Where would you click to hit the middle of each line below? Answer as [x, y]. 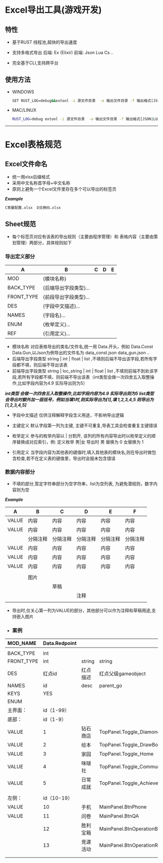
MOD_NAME [22, 643]
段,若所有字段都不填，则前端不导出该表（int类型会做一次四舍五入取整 [81, 377]
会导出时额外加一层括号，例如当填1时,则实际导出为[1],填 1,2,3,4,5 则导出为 [80, 399]
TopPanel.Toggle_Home [126, 754]
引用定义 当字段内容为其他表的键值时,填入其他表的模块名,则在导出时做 [82, 452]
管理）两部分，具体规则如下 [44, 243]
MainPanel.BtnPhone [123, 807]
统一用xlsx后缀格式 [31, 177]
